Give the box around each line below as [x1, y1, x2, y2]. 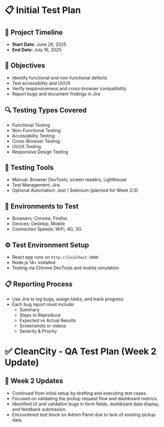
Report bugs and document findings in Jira [12, 91, 101, 97]
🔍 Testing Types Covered [5, 106, 87, 114]
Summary [19, 307, 40, 313]
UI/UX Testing [12, 143, 41, 149]
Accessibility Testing [12, 133, 55, 139]
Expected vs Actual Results [19, 317, 76, 323]
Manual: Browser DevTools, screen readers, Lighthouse [12, 176, 127, 182]
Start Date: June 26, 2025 [12, 41, 67, 47]
